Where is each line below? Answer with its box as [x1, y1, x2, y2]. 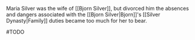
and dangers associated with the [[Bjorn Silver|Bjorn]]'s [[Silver [6, 11, 161, 18]
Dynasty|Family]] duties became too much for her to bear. [6, 17, 148, 24]
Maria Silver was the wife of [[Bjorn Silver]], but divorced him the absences [6, 5, 189, 12]
